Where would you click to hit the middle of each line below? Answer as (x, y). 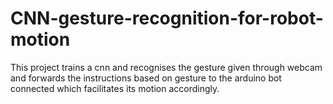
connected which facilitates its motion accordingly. (115, 88)
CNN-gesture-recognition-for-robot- (167, 18)
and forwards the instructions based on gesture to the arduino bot (146, 78)
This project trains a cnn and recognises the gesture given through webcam (166, 67)
